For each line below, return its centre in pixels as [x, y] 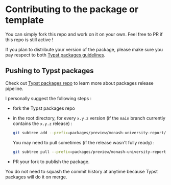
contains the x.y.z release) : [42, 124]
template [25, 20]
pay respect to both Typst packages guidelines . [55, 55]
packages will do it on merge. [36, 177]
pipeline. [14, 88]
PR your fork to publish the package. [51, 162]
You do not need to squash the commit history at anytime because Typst [82, 171]
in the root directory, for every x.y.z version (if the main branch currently [89, 118]
